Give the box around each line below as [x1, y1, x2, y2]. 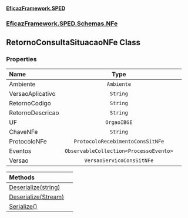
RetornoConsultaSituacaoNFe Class [6, 37, 141, 47]
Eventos [9, 147, 32, 155]
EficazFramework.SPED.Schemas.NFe [6, 19, 118, 28]
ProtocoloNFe [9, 137, 47, 146]
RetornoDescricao [9, 109, 59, 117]
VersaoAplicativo [9, 90, 56, 98]
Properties [6, 55, 37, 63]
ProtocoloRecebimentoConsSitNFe [73, 138, 164, 145]
